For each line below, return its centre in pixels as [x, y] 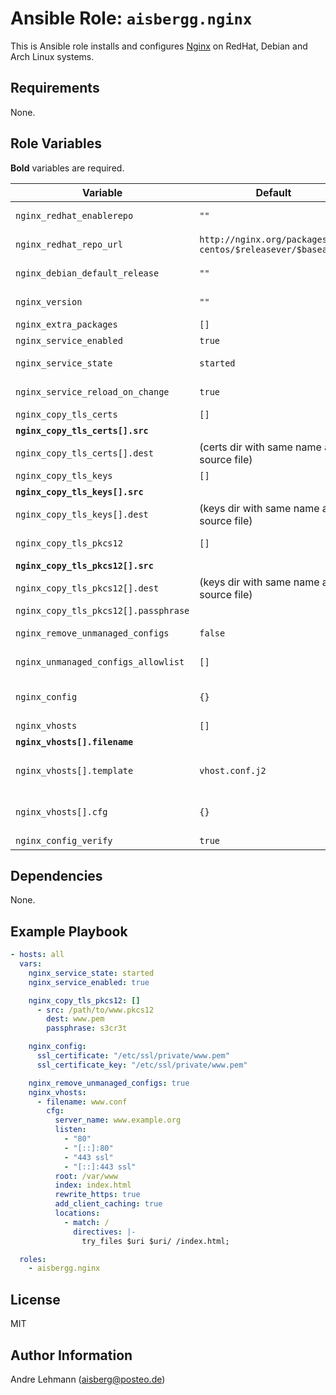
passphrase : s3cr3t [87, 1028]
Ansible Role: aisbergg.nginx [131, 18]
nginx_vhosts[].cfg [61, 811]
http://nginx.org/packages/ [266, 239]
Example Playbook [69, 931]
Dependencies [56, 875]
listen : [70, 1130]
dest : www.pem [75, 1019]
